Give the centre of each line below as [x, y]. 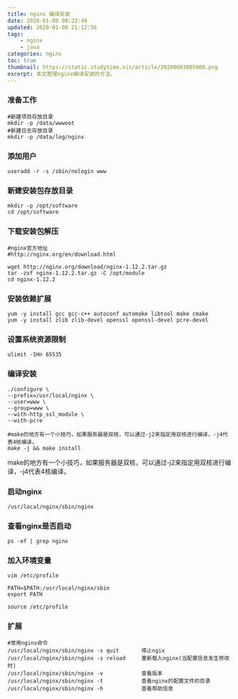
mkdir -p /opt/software [43, 206]
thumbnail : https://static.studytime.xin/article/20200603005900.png [113, 67]
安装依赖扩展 [30, 299]
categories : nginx [35, 54]
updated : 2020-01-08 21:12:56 [52, 27]
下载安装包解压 [33, 232]
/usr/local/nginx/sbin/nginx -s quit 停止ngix [86, 650]
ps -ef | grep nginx [38, 541]
